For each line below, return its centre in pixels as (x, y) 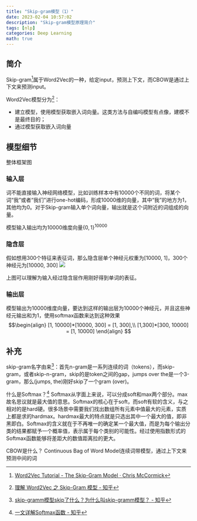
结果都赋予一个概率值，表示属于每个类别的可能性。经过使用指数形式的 (101, 431)
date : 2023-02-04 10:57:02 (39, 17)
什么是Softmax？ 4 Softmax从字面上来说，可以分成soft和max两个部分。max (97, 394)
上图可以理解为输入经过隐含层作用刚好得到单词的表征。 (73, 278)
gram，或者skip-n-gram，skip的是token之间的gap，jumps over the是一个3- (98, 374)
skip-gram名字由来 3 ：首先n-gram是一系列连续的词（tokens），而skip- (90, 366)
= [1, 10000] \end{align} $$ (98, 331)
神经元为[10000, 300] (32, 265)
